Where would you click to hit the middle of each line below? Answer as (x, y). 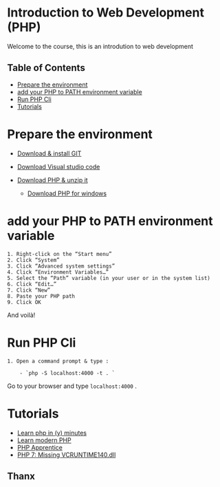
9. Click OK (24, 302)
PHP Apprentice (40, 447)
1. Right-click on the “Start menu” (59, 254)
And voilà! (21, 315)
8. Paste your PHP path (41, 296)
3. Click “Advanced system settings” (61, 266)
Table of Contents (46, 68)
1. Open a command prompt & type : (58, 361)
